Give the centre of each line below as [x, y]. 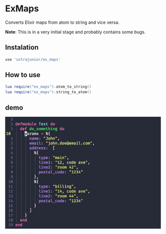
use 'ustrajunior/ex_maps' [33, 59]
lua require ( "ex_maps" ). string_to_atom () [48, 92]
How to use [23, 75]
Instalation [22, 47]
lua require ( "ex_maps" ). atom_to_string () [48, 87]
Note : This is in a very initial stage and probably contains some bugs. [75, 32]
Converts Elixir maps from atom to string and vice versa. [62, 22]
